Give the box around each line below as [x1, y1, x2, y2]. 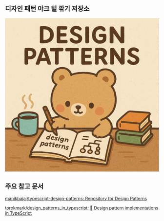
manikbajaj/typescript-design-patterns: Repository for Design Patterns [5, 195, 147, 201]
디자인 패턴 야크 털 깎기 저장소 [5, 4, 90, 13]
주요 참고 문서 [5, 182, 44, 191]
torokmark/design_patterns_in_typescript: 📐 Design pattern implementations [5, 205, 159, 211]
